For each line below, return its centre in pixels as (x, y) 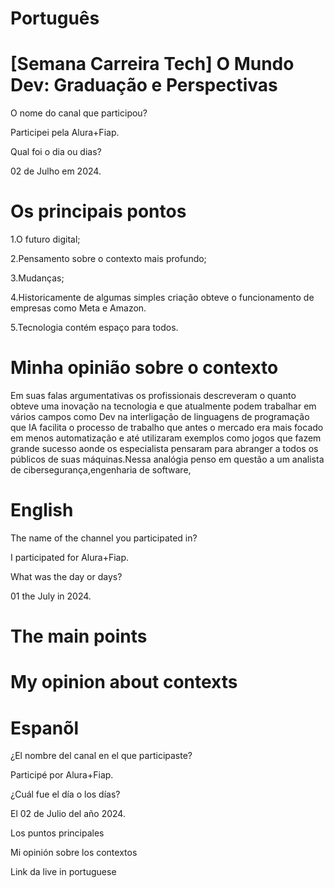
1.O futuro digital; (45, 239)
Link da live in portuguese (63, 872)
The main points (79, 636)
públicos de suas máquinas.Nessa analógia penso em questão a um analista (167, 459)
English (42, 510)
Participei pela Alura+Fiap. (65, 133)
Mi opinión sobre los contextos (74, 853)
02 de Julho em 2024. (56, 171)
